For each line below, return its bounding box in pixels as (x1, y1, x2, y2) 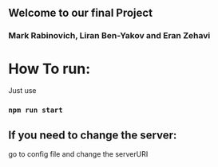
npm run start (8, 106, 63, 115)
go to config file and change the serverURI (8, 149, 149, 158)
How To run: (8, 60, 91, 78)
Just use (8, 86, 38, 95)
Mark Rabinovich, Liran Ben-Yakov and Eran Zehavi (8, 30, 211, 41)
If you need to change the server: (8, 128, 177, 142)
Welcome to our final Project (8, 6, 153, 20)
